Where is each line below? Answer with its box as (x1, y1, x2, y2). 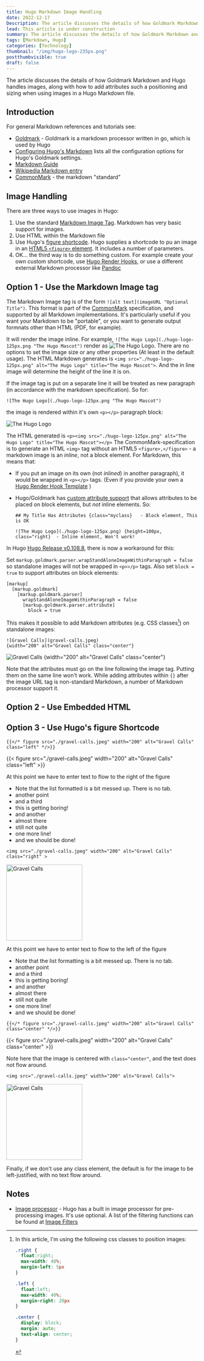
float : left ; (21, 1286, 51, 1292)
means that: (6, 458, 36, 465)
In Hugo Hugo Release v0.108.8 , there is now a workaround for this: (6, 544, 175, 552)
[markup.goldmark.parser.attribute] (22, 602, 115, 608)
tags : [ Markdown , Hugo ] (6, 37, 67, 43)
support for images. (15, 225, 65, 233)
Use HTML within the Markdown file (15, 232, 105, 239)
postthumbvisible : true (6, 54, 67, 60)
